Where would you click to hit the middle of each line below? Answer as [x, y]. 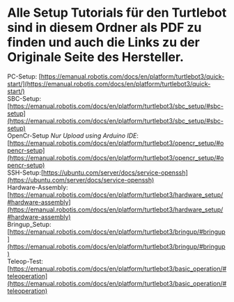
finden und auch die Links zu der [103, 42]
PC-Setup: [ [24, 76]
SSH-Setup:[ [25, 173]
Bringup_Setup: [29, 224]
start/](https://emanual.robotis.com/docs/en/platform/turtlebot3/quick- [109, 84]
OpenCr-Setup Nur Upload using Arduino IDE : [73, 135]
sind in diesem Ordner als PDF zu [104, 27]
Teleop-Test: [25, 261]
